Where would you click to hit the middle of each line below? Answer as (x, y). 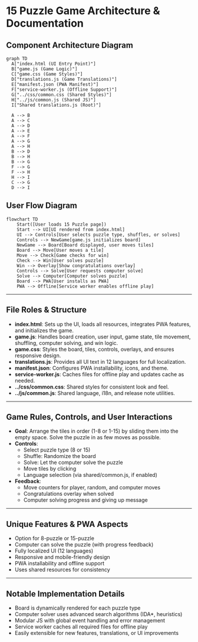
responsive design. (38, 355)
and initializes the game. (44, 330)
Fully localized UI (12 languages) (54, 551)
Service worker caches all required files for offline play (81, 627)
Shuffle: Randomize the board (60, 456)
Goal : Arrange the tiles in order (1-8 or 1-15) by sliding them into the (96, 431)
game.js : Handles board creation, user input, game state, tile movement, (103, 337)
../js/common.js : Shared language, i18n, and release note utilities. (95, 393)
